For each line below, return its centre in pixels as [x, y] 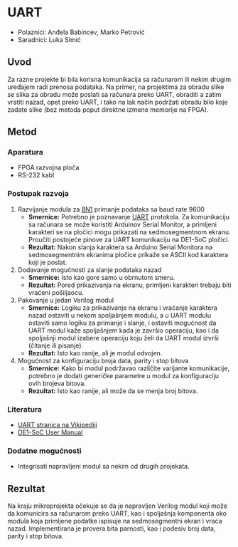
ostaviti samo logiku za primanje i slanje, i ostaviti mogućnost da [122, 323]
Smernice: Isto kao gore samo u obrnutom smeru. [102, 277]
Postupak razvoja [38, 194]
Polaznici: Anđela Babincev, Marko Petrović [81, 32]
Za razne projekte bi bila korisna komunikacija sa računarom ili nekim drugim [119, 79]
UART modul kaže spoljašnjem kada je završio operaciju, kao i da [123, 330]
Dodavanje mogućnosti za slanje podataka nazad [90, 270]
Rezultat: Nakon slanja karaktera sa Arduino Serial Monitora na [120, 247]
